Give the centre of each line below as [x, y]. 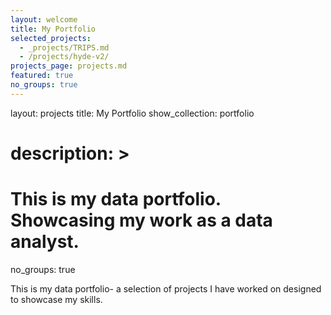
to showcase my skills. [56, 299]
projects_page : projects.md [69, 66]
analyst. [45, 242]
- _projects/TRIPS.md [64, 47]
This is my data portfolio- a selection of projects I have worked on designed [166, 288]
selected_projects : [51, 38]
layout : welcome [44, 19]
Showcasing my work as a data [141, 220]
